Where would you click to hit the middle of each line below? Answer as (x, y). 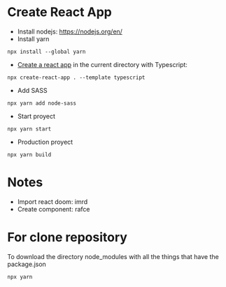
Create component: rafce (54, 209)
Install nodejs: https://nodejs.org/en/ (70, 31)
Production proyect (45, 142)
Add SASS (32, 90)
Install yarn (33, 38)
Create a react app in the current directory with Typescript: (102, 64)
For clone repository (68, 237)
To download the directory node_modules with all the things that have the (113, 256)
